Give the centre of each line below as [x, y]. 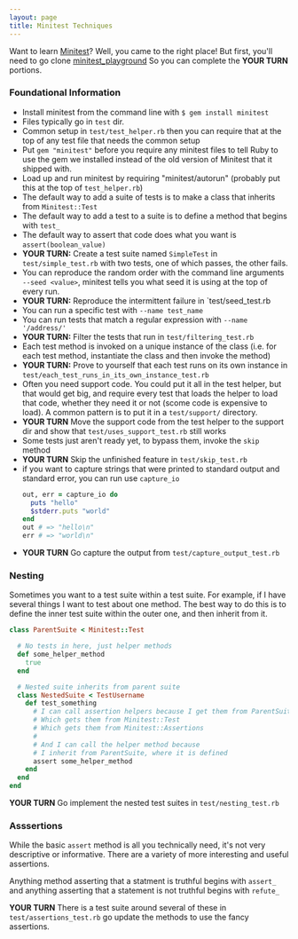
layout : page [33, 17]
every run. [41, 291]
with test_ [41, 225]
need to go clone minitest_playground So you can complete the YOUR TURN [149, 60]
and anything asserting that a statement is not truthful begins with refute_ [145, 891]
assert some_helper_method [82, 761]
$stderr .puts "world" [71, 511]
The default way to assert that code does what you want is [129, 234]
